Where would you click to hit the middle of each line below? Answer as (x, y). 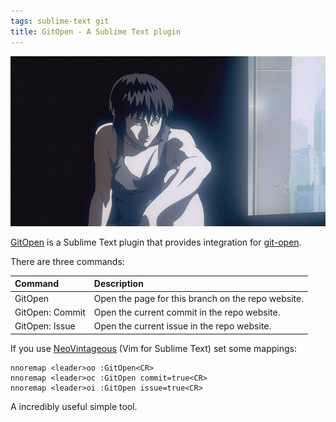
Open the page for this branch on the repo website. (198, 298)
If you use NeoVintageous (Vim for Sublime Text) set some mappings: (154, 348)
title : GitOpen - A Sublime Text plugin (96, 31)
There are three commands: (67, 261)
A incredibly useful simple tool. (74, 406)
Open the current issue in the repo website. (182, 326)
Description (118, 284)
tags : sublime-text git (60, 21)
